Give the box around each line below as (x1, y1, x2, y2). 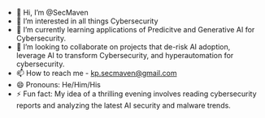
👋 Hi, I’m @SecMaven (15, 8, 89, 17)
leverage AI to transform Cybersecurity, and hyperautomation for (15, 51, 234, 60)
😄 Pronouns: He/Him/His (15, 80, 102, 89)
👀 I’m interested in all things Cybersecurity (15, 16, 159, 26)
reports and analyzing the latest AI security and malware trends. (15, 101, 232, 110)
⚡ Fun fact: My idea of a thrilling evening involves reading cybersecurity (15, 89, 258, 99)
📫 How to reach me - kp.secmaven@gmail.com (15, 69, 177, 78)
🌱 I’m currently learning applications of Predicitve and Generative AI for (15, 25, 255, 34)
